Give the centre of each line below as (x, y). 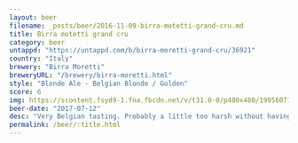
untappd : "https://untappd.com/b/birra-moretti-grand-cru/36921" (132, 51)
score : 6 (25, 91)
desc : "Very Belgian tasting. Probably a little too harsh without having (150, 116)
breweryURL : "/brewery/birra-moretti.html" (91, 75)
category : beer (37, 42)
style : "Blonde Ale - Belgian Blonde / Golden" (99, 83)
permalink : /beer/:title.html (65, 125)
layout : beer (33, 17)
